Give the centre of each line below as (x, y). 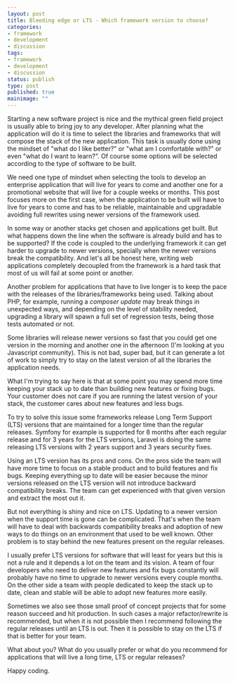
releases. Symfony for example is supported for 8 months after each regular (117, 432)
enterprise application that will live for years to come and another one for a (115, 185)
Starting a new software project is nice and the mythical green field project (115, 119)
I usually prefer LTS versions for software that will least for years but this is (115, 555)
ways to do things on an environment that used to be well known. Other (110, 534)
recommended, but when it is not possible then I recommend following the (115, 621)
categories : (25, 27)
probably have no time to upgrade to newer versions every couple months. (115, 578)
